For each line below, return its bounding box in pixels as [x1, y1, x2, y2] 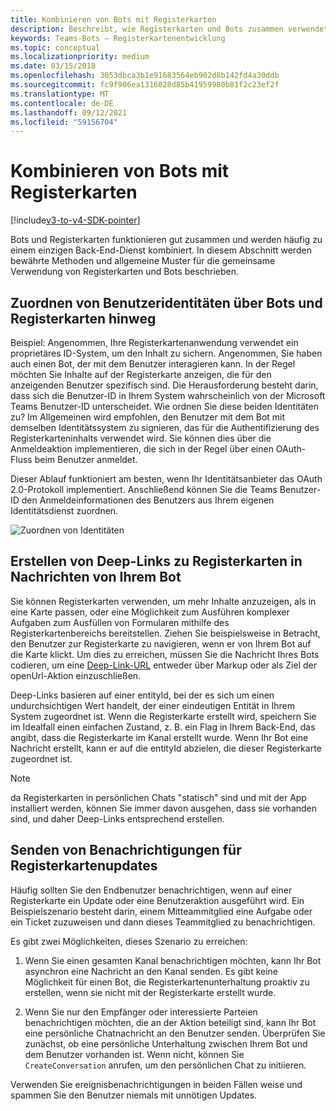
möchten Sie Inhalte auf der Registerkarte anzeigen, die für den [10, 369, 272, 380]
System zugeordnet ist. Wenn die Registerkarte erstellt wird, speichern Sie [10, 710, 317, 722]
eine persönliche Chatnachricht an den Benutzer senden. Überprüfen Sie [24, 1027, 326, 1039]
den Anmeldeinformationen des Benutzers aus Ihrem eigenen [21, 494, 275, 506]
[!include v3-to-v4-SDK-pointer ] [10, 214, 141, 226]
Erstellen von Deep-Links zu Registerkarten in [10, 553, 303, 570]
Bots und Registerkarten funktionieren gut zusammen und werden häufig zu [10, 234, 323, 246]
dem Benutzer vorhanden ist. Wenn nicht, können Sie [24, 1048, 245, 1060]
